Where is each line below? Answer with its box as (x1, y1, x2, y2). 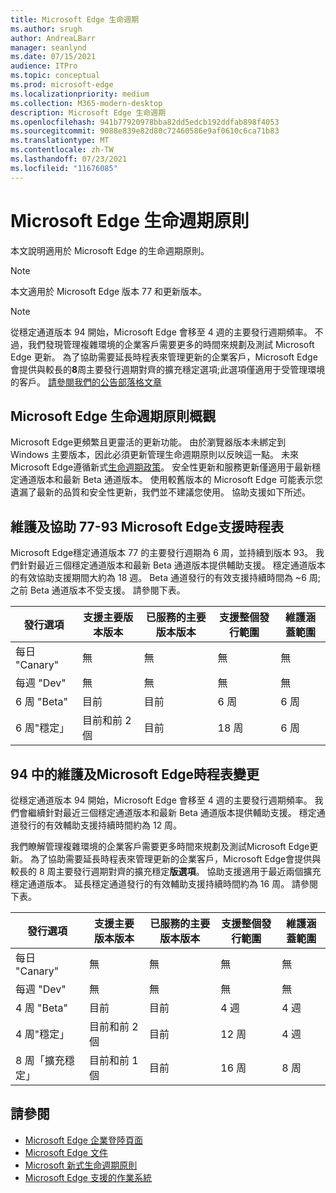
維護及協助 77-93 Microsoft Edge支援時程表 (10, 518, 284, 535)
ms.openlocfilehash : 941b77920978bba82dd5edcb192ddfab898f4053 (10, 117, 280, 127)
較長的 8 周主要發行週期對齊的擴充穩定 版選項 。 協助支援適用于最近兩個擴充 (10, 866, 322, 877)
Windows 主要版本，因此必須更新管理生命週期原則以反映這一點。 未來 (10, 449, 299, 461)
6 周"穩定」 (15, 721, 70, 735)
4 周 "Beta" (15, 1001, 68, 1015)
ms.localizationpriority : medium (10, 89, 150, 99)
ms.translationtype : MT (10, 136, 110, 146)
